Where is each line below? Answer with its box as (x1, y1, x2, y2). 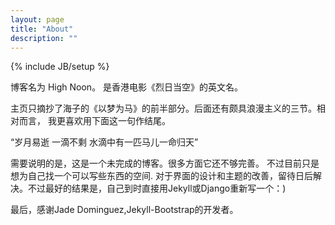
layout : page (10, 14, 65, 25)
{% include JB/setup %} (10, 61, 110, 73)
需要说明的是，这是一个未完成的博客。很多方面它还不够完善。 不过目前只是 (10, 157, 320, 170)
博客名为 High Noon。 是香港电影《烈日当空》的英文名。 (10, 81, 244, 93)
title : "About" (10, 24, 74, 34)
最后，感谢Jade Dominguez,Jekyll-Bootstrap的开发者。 (10, 204, 239, 216)
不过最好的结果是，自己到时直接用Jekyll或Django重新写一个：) (27, 182, 287, 195)
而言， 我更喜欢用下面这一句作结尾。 (18, 115, 171, 127)
